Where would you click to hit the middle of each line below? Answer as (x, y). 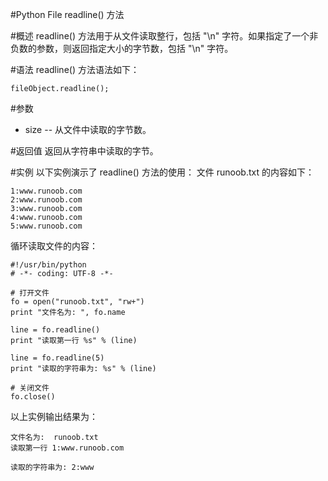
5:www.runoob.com (46, 226)
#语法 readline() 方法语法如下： (75, 69)
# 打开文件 (30, 293)
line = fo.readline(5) (57, 358)
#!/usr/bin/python (48, 265)
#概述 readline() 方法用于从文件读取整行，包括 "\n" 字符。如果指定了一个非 (164, 36)
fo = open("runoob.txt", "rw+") (77, 302)
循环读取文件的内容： (54, 246)
